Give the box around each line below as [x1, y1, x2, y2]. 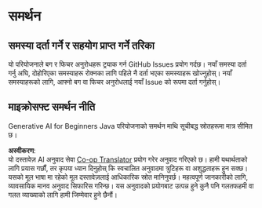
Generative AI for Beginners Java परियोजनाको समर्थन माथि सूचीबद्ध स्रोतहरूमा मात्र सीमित [8, 121, 253, 130]
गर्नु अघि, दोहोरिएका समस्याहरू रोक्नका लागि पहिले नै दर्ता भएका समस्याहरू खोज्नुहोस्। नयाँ [8, 68, 233, 78]
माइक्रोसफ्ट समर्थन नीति [8, 100, 96, 114]
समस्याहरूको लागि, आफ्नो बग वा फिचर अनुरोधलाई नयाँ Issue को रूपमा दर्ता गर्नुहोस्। [8, 78, 221, 86]
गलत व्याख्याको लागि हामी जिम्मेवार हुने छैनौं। [8, 190, 118, 199]
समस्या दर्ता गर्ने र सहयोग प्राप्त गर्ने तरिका [8, 38, 155, 52]
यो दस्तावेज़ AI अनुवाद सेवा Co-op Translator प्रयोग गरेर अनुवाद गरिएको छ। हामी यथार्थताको [8, 155, 248, 164]
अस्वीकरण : [8, 145, 37, 155]
